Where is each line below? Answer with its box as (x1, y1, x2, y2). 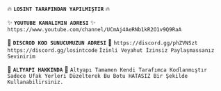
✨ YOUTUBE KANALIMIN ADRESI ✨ (7, 19, 96, 26)
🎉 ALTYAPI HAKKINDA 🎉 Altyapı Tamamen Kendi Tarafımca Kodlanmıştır (7, 65, 207, 74)
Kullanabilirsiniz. (7, 78, 64, 85)
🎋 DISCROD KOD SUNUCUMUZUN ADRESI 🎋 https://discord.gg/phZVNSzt (7, 38, 198, 47)
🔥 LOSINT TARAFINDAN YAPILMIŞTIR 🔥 (7, 5, 110, 13)
